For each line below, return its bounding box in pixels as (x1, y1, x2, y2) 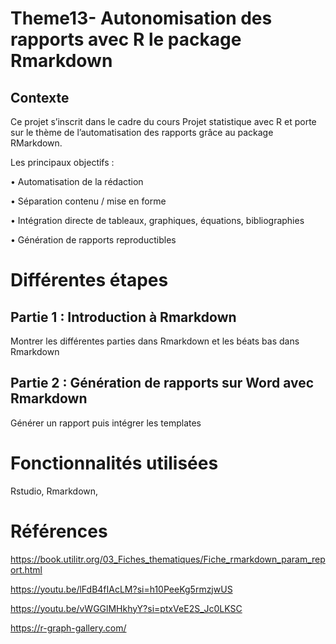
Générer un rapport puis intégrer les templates (10, 417, 202, 429)
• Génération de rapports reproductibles (10, 234, 177, 246)
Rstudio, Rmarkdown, (10, 485, 99, 497)
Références (10, 520, 108, 542)
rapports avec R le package (10, 28, 242, 51)
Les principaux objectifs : (10, 157, 115, 168)
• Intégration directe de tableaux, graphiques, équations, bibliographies (10, 215, 305, 226)
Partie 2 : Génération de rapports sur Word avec (10, 375, 315, 392)
